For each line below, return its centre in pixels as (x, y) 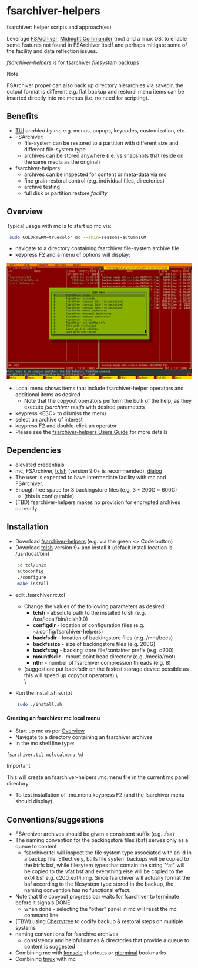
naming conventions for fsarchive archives (67, 934)
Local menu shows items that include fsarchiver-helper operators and (99, 388)
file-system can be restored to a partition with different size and (101, 143)
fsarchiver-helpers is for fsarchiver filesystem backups (73, 62)
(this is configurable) (49, 496)
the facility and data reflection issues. (52, 51)
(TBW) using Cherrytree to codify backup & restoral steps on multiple (99, 921)
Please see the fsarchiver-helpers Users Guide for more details (91, 432)
